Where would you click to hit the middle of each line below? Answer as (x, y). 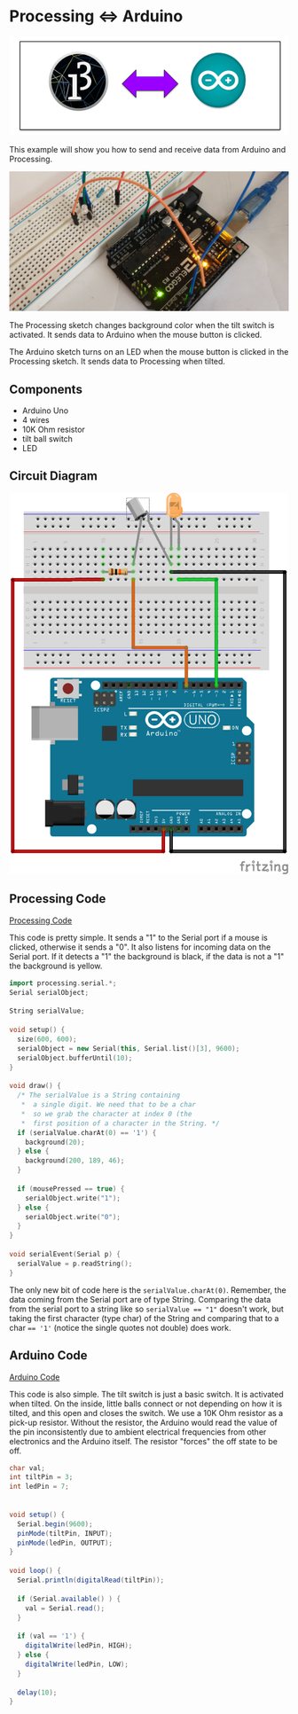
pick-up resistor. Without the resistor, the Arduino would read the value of (143, 1422)
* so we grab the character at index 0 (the (106, 1114)
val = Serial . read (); (65, 1608)
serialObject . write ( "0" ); (73, 1217)
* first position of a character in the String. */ (120, 1123)
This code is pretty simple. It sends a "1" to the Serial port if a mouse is (138, 937)
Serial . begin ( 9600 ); (55, 1524)
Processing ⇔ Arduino (96, 16)
